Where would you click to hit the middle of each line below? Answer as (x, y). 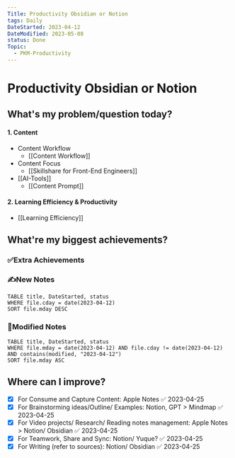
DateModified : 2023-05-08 (45, 34)
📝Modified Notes (37, 327)
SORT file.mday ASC (36, 360)
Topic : (17, 47)
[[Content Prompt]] (56, 185)
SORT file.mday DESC (38, 309)
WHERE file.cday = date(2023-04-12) (61, 303)
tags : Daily (25, 21)
